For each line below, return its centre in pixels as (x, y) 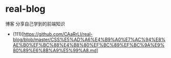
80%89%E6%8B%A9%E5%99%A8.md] (56, 50)
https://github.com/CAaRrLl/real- (58, 34)
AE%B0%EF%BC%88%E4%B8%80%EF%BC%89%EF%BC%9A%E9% (89, 45)
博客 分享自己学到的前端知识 (35, 24)
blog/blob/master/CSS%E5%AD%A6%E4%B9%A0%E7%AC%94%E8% (89, 40)
